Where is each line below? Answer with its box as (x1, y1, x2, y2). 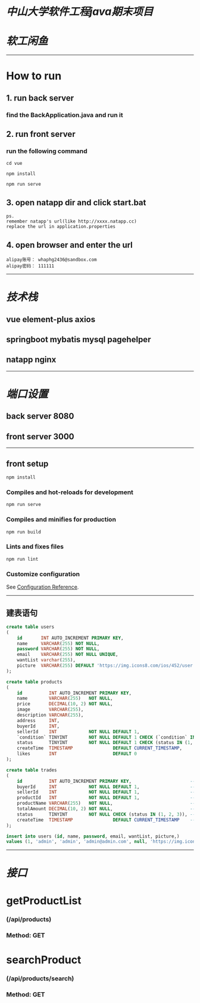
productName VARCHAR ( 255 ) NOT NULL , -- (17, 801, 196, 807)
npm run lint (6, 556, 39, 562)
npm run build (6, 529, 42, 535)
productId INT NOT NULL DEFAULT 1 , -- (17, 795, 196, 801)
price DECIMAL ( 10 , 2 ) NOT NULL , (17, 701, 113, 707)
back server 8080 (6, 411, 74, 421)
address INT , (17, 717, 60, 723)
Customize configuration (6, 570, 80, 578)
